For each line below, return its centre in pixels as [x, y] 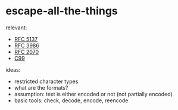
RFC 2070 [26, 51]
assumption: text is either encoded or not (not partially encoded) [93, 94]
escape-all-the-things [62, 11]
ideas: [13, 69]
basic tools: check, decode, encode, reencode [71, 100]
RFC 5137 [26, 39]
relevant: [16, 27]
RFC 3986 [26, 45]
